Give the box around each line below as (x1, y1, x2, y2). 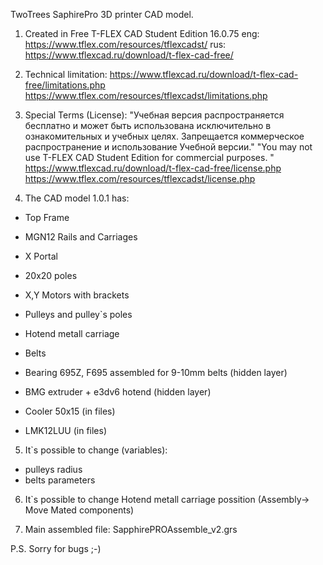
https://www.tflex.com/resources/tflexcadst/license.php (24, 173, 256, 184)
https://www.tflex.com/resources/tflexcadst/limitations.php (24, 90, 268, 101)
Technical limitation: (24, 69, 108, 80)
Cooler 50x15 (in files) (24, 405, 116, 417)
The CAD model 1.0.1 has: (24, 192, 130, 204)
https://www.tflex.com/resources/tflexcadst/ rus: (24, 39, 227, 50)
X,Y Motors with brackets (24, 289, 130, 301)
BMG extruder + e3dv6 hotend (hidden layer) (24, 386, 212, 398)
